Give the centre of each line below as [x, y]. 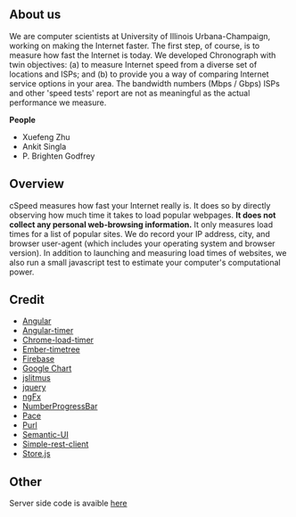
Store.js [36, 454]
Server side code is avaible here [68, 504]
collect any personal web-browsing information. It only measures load [141, 224]
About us [35, 15]
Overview [37, 184]
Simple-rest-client [55, 444]
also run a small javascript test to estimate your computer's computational [145, 262]
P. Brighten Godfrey [58, 156]
